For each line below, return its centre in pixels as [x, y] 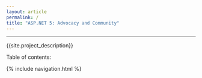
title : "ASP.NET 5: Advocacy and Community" [63, 23]
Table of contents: [29, 57]
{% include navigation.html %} [44, 69]
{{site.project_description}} [40, 46]
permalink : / [23, 17]
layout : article [26, 12]
